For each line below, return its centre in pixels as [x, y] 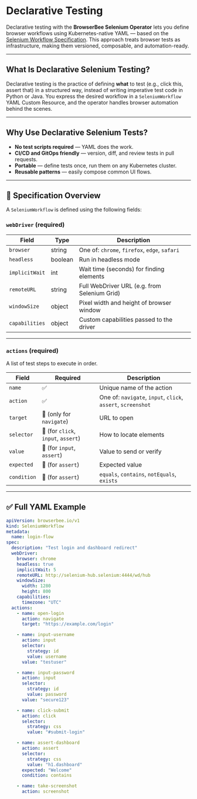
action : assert [40, 749]
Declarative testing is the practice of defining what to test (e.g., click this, [95, 84]
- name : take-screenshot [47, 786]
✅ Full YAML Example [46, 507]
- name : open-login [40, 613]
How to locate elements [132, 434]
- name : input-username [46, 635]
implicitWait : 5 [37, 570]
